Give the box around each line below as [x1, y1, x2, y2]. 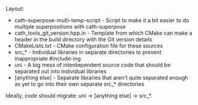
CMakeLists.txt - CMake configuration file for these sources [14, 42, 163, 49]
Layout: [5, 5, 25, 12]
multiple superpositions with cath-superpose [14, 23, 126, 30]
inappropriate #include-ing [14, 55, 81, 62]
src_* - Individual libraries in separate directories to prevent [14, 49, 162, 56]
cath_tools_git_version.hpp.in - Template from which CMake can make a [14, 29, 193, 37]
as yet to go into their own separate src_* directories [14, 80, 144, 88]
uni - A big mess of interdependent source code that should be [14, 61, 171, 68]
